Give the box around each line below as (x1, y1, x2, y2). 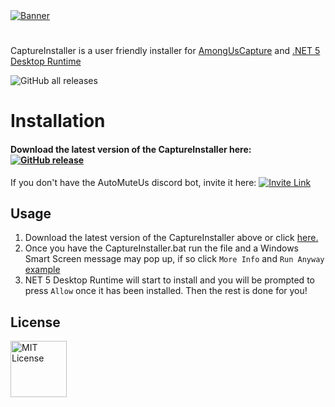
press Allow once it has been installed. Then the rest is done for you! (24, 285, 308, 297)
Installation (10, 110, 106, 133)
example (24, 264, 61, 276)
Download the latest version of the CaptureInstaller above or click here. (24, 232, 319, 244)
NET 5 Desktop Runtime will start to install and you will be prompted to (24, 274, 315, 286)
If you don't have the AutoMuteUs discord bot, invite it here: (10, 176, 257, 188)
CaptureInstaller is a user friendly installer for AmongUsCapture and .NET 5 (10, 45, 321, 57)
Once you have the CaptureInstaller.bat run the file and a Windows (24, 242, 300, 254)
